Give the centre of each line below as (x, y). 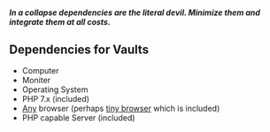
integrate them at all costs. (60, 21)
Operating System (55, 89)
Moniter (36, 81)
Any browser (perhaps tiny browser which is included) (121, 109)
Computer (40, 71)
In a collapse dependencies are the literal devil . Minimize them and (135, 12)
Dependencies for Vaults (79, 49)
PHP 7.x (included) (56, 99)
